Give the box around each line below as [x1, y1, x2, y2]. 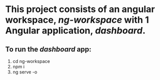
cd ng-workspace [12, 58, 50, 64]
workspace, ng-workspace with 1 [5, 14, 149, 26]
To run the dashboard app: [5, 45, 91, 53]
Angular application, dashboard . [5, 25, 146, 36]
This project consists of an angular [5, 4, 155, 15]
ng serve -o [12, 69, 38, 75]
